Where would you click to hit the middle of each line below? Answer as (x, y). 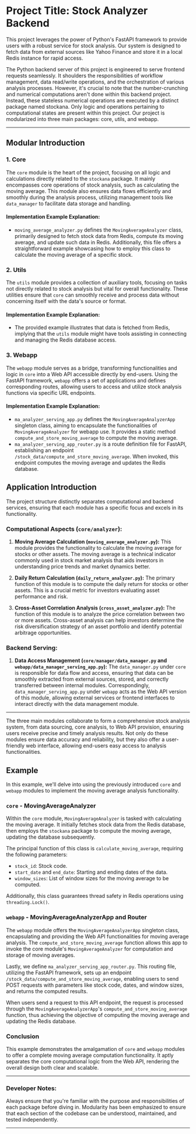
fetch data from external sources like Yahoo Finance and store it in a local (94, 51)
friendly (15, 746)
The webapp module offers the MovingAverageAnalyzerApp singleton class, (93, 930)
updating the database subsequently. (51, 837)
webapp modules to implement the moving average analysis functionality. (93, 791)
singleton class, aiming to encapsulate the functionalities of (86, 425)
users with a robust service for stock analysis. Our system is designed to (93, 46)
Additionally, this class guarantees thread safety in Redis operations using (95, 896)
